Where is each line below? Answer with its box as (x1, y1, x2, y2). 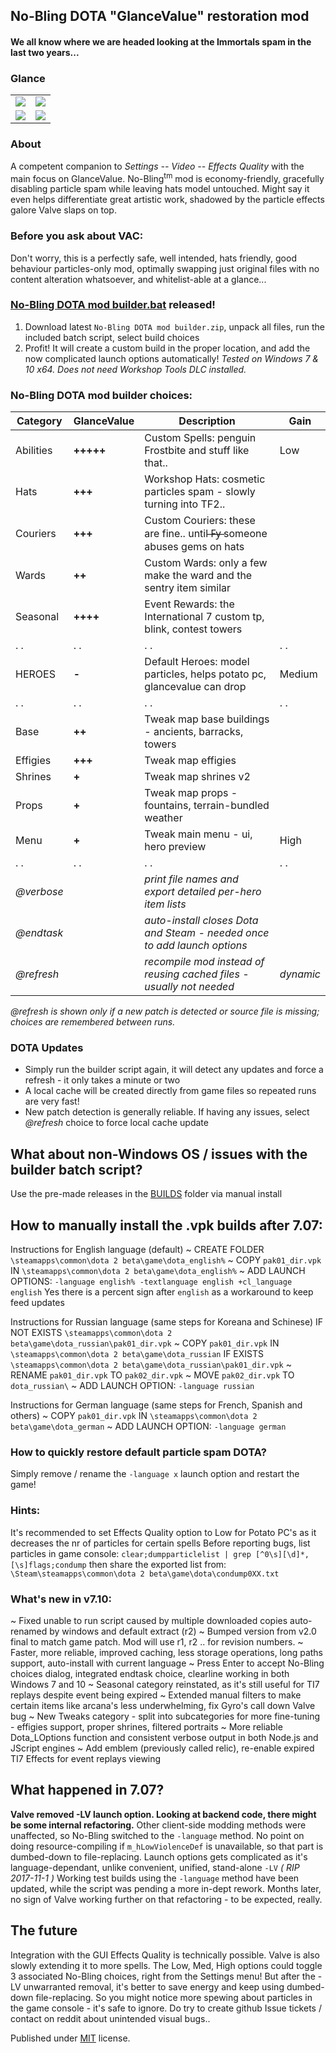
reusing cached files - (144, 967, 250, 981)
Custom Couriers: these (144, 514, 256, 528)
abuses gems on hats (144, 540, 245, 554)
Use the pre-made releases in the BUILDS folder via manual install (10, 1188, 283, 1200)
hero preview (144, 840, 207, 854)
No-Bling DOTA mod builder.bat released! (10, 298, 216, 312)
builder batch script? (10, 1161, 143, 1178)
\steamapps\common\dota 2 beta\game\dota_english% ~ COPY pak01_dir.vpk (10, 1254, 322, 1266)
